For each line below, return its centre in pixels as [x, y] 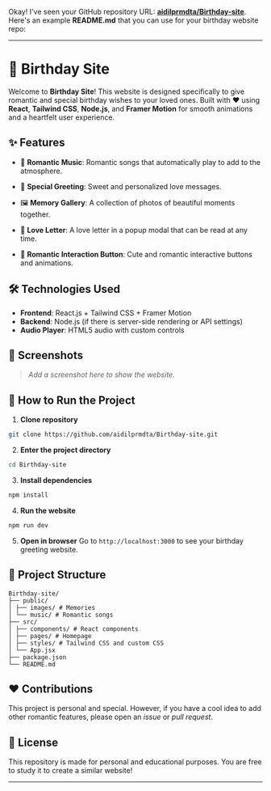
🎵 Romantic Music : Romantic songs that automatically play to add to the [140, 162]
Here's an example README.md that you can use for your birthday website [133, 20]
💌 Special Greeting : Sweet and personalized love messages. [121, 186]
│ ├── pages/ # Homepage [50, 636]
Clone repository [49, 420]
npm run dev [28, 525]
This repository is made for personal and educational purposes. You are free [135, 762]
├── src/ [23, 622]
